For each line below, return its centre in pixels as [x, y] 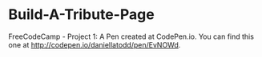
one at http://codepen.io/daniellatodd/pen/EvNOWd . [95, 44]
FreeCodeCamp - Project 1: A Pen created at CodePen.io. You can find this [131, 36]
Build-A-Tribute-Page [81, 15]
